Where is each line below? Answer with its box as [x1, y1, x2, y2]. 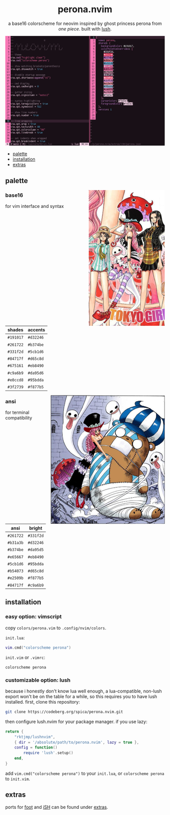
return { [5, 729, 24, 734]
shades [7, 327, 24, 333]
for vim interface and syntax [5, 203, 64, 209]
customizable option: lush [5, 676, 71, 683]
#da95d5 [27, 548, 44, 553]
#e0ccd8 [7, 377, 24, 382]
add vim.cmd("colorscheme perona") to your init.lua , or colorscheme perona [5, 770, 164, 776]
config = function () [14, 745, 58, 750]
